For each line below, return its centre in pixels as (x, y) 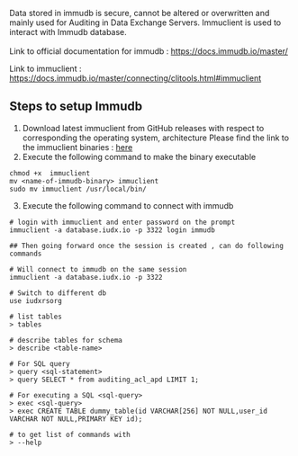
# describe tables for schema (66, 340)
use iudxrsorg (36, 300)
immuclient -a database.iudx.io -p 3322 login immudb (113, 230)
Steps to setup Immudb (76, 107)
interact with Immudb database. (68, 32)
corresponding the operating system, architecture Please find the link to (156, 138)
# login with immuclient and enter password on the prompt (122, 222)
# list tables (36, 317)
